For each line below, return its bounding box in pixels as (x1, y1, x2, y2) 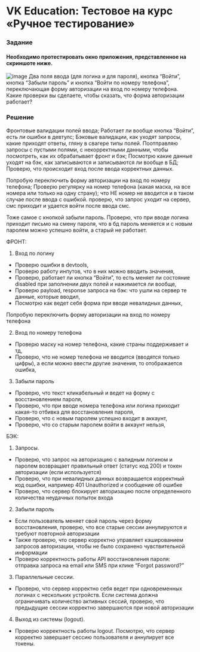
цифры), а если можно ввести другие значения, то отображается (14, 359, 182, 366)
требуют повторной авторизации (14, 530, 100, 537)
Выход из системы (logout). (14, 615, 85, 623)
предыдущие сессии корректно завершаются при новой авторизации (14, 604, 194, 611)
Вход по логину (14, 250, 55, 257)
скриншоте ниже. (6, 59, 53, 66)
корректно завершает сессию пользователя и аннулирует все (14, 633, 174, 641)
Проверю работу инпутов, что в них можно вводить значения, (14, 268, 175, 275)
